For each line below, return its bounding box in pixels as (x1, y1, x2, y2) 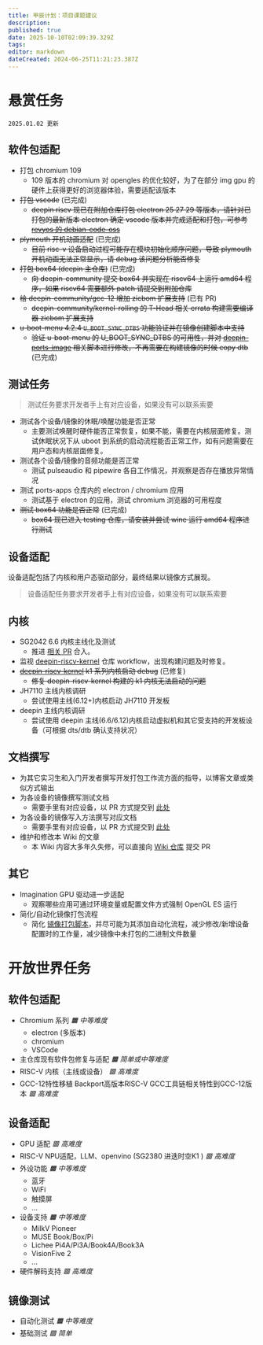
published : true (8, 26, 61, 34)
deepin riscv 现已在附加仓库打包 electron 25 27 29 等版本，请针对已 (31, 205, 251, 214)
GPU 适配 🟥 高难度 (19, 1139, 82, 1148)
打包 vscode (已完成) (19, 194, 88, 205)
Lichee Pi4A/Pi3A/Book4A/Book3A (31, 1240, 144, 1250)
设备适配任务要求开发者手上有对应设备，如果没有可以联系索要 (27, 589, 228, 599)
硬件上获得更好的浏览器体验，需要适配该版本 (31, 185, 177, 194)
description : (8, 19, 51, 27)
